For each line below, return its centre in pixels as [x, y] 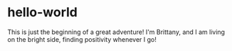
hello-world [43, 12]
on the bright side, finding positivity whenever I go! [82, 39]
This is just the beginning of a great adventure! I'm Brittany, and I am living [116, 32]
